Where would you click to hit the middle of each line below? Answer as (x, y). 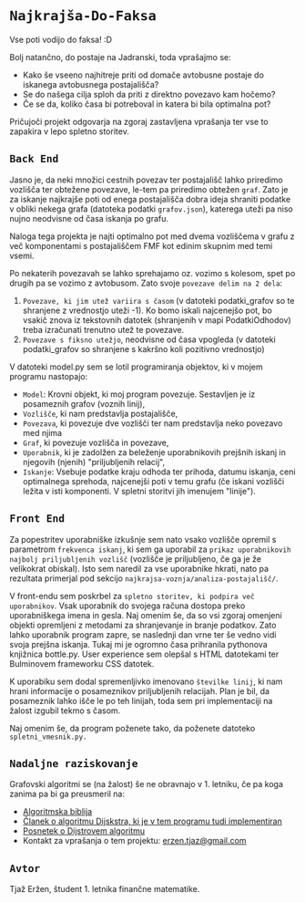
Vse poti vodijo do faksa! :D (61, 39)
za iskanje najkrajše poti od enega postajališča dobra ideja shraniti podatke (150, 199)
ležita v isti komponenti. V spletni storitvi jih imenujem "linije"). (139, 491)
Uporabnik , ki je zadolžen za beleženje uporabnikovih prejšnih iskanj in (154, 452)
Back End (34, 159)
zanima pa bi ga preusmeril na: (67, 794)
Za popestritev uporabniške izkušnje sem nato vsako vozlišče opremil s (143, 539)
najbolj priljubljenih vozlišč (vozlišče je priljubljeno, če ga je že (136, 558)
